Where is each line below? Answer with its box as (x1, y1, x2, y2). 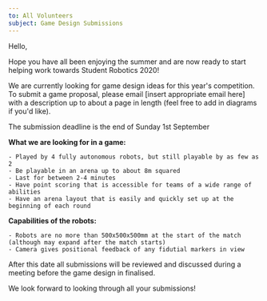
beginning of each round (8, 202, 91, 210)
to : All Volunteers (8, 11, 74, 20)
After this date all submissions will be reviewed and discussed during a (8, 259, 241, 269)
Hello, (8, 41, 28, 50)
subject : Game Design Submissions (8, 19, 124, 27)
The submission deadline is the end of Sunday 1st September (8, 122, 210, 131)
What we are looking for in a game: (8, 137, 126, 146)
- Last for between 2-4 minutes (8, 174, 116, 182)
